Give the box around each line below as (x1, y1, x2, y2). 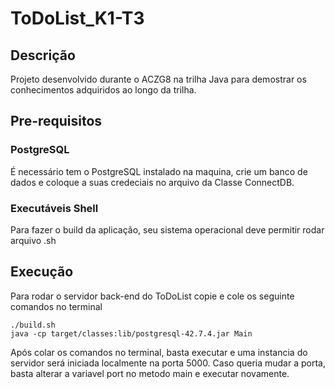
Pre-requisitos (10, 113, 103, 130)
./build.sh (10, 320, 56, 330)
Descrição (10, 47, 76, 64)
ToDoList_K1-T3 (10, 7, 145, 30)
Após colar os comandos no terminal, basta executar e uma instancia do (10, 346, 308, 358)
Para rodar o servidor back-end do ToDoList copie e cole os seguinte (10, 290, 295, 302)
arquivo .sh (10, 234, 57, 246)
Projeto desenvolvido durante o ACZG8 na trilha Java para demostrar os (10, 73, 307, 85)
